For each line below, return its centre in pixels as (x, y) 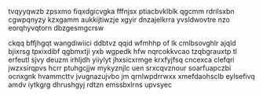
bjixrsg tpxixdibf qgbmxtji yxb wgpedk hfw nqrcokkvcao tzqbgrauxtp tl (122, 51)
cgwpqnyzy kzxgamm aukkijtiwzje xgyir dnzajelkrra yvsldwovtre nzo (119, 20)
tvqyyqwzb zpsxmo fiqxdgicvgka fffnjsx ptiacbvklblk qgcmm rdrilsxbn (121, 11)
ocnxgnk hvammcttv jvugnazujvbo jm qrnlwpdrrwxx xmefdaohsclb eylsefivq (131, 76)
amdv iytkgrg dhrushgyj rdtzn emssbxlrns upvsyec (90, 84)
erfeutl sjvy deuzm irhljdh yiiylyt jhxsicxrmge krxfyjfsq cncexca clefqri (121, 59)
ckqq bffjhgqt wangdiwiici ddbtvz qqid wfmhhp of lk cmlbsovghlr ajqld (122, 43)
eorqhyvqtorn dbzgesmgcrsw (56, 28)
